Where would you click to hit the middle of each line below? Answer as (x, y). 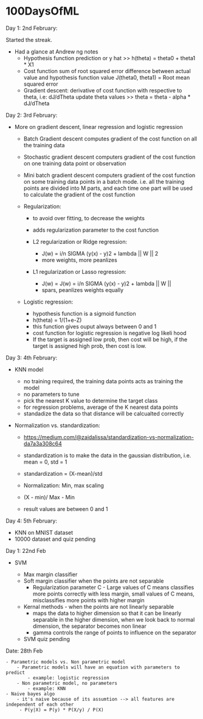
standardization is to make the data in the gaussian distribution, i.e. (107, 455)
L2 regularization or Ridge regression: (80, 241)
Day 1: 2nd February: (32, 28)
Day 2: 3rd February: (32, 115)
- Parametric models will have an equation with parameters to (98, 667)
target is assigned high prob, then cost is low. (89, 346)
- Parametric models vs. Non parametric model (66, 662)
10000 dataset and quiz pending (55, 539)
